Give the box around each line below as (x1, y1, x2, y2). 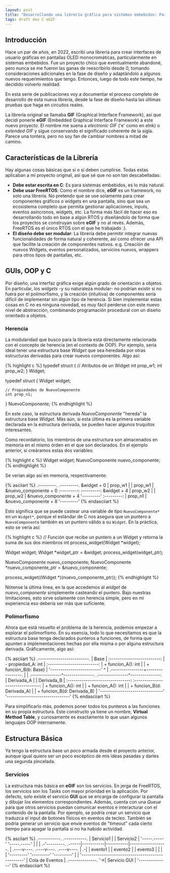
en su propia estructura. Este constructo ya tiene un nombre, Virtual (5, 709, 148, 715)
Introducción (5, 35, 47, 44)
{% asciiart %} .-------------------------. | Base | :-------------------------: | (5, 656, 165, 662)
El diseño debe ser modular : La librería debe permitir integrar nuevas (12, 231, 158, 236)
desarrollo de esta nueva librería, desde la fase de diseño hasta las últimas (5, 97, 161, 103)
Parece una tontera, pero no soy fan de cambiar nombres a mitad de (5, 133, 148, 139)
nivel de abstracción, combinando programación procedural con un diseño (5, 307, 161, 313)
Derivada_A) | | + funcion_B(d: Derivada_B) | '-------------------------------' (5, 688, 164, 694)
